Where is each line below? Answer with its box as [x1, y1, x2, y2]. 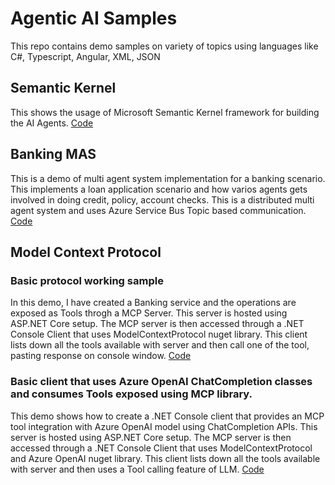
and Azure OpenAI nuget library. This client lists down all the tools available [10, 452, 321, 464]
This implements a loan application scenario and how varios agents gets [10, 183, 308, 195]
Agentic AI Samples [10, 7, 178, 30]
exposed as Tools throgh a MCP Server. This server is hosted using [10, 307, 288, 319]
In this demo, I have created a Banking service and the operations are [10, 297, 297, 309]
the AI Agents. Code [10, 117, 94, 129]
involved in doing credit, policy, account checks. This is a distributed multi [10, 193, 315, 206]
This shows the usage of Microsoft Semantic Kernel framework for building [10, 106, 320, 118]
